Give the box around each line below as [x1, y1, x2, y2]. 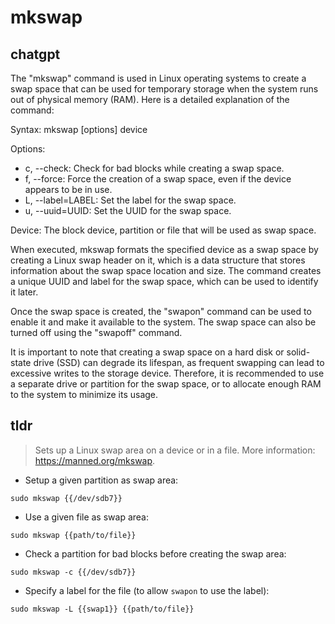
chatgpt [10, 46, 61, 63]
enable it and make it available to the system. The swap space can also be [10, 316, 317, 328]
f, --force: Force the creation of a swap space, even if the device [24, 173, 292, 185]
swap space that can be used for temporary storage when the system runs [10, 83, 319, 95]
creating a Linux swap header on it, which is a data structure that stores [10, 254, 306, 266]
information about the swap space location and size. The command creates [10, 265, 322, 276]
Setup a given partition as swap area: [24, 474, 179, 486]
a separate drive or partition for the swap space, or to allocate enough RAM [10, 378, 322, 390]
